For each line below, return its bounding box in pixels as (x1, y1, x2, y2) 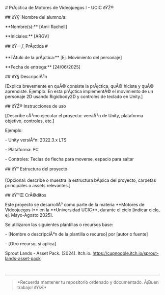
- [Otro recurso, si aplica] (5, 241, 56, 246)
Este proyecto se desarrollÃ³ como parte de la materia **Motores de (5, 202, 145, 207)
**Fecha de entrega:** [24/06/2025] (5, 64, 81, 70)
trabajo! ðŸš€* (17, 285, 47, 290)
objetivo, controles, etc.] (5, 118, 55, 124)
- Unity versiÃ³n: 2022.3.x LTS (5, 137, 67, 143)
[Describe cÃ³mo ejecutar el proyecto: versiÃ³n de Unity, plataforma (5, 113, 143, 118)
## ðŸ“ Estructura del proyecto (5, 166, 68, 172)
